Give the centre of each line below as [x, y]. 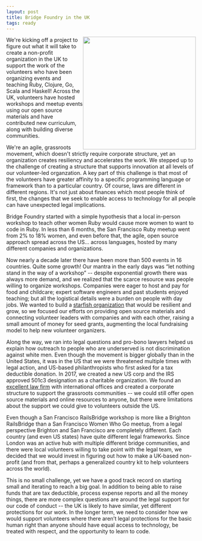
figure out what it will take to [41, 46]
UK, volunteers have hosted [41, 97]
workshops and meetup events [44, 104]
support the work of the [35, 66]
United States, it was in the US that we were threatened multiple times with [99, 361]
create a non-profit [30, 53]
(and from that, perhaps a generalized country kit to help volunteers [105, 462]
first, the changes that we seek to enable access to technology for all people [101, 198]
